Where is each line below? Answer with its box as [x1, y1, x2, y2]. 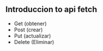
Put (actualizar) [13, 32, 51, 39]
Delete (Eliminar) [13, 38, 54, 45]
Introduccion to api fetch [5, 5, 97, 14]
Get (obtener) [13, 20, 47, 27]
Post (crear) [13, 26, 43, 33]
